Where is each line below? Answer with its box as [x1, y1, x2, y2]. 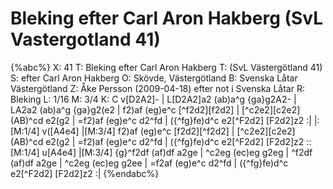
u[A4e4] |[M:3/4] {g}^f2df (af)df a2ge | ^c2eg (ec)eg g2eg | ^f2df [41, 146, 313, 158]
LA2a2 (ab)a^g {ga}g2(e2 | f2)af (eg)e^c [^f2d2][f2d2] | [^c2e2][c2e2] [10, 103, 301, 116]
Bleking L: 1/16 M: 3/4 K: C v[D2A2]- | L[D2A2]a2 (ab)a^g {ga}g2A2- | [10, 93, 297, 105]
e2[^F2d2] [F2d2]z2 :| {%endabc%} [10, 167, 160, 179]
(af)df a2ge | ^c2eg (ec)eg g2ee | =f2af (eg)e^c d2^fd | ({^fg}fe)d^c [10, 157, 289, 169]
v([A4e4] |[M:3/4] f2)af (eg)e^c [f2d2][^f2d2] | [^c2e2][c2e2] [41, 125, 296, 137]
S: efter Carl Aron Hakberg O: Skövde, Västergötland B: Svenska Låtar [10, 72, 298, 84]
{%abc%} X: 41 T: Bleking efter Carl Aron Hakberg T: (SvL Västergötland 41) [10, 61, 323, 73]
